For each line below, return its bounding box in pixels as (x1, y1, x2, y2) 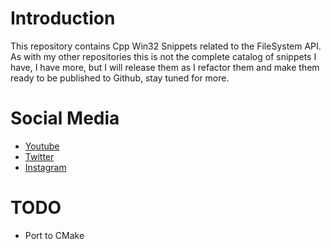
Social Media (10, 107, 120, 130)
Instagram (24, 161, 67, 173)
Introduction (10, 7, 116, 30)
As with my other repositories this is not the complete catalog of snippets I (10, 50, 317, 62)
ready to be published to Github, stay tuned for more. (10, 72, 230, 84)
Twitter (24, 150, 55, 162)
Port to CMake (24, 229, 85, 241)
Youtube (24, 140, 60, 152)
